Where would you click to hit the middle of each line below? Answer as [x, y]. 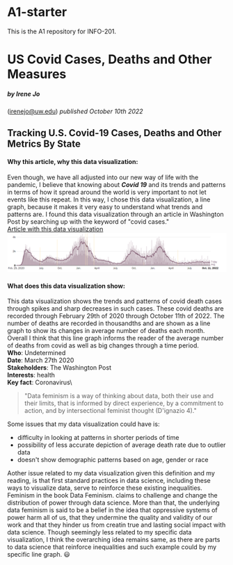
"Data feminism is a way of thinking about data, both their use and [119, 396]
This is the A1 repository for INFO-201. [62, 31]
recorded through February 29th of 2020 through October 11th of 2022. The [116, 316]
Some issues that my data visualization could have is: [83, 424]
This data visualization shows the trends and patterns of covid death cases [115, 301]
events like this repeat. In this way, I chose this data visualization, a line [109, 199]
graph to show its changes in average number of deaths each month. [106, 331]
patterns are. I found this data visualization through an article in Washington [115, 214]
